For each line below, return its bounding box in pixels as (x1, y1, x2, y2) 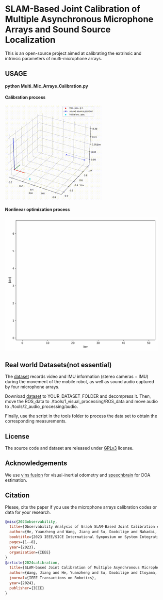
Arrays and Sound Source (5, 24, 111, 35)
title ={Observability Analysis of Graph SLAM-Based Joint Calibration (9, 524, 155, 529)
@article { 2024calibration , (5, 560, 60, 565)
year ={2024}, (9, 581, 36, 585)
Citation (5, 491, 30, 500)
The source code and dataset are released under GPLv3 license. (5, 445, 134, 451)
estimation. (5, 477, 28, 483)
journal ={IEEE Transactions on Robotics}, (9, 576, 97, 581)
